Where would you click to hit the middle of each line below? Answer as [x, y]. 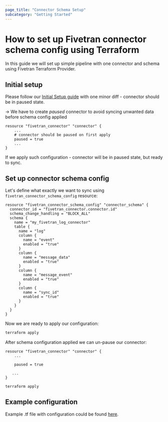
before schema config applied [36, 117]
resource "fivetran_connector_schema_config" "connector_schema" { [77, 205]
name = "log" [32, 231]
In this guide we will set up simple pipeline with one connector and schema [82, 63]
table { [22, 227]
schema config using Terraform [72, 50]
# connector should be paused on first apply [62, 135]
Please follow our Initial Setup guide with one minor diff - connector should [82, 97]
